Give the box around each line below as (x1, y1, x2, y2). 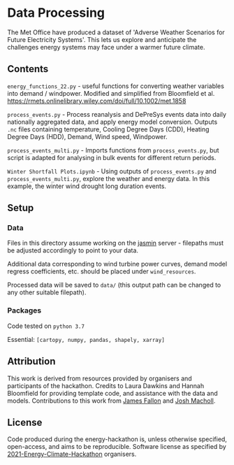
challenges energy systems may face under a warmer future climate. (7, 43, 205, 51)
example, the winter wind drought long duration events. (7, 182, 166, 190)
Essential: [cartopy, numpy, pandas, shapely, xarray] (7, 335, 166, 343)
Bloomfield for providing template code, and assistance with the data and (7, 389, 218, 397)
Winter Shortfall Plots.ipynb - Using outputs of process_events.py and (7, 166, 217, 176)
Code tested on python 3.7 (7, 322, 85, 330)
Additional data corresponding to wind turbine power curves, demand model (7, 260, 228, 269)
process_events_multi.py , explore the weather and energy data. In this (7, 174, 210, 183)
